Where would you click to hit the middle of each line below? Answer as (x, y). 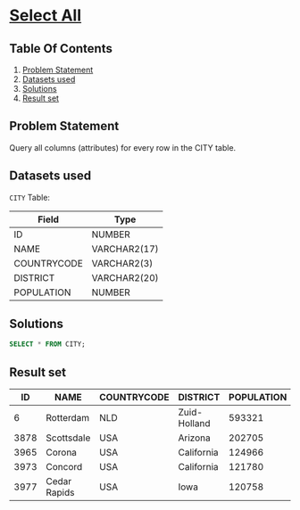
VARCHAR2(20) (125, 277)
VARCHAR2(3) (122, 263)
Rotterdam (68, 418)
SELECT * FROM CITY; (48, 344)
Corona (62, 453)
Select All (46, 16)
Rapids (60, 493)
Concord (64, 467)
